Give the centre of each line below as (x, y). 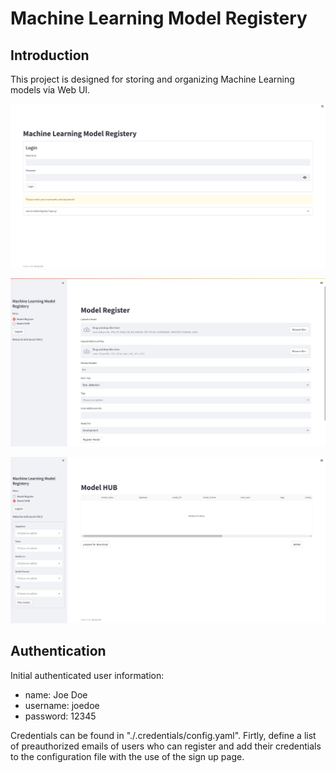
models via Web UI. (50, 90)
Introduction (50, 55)
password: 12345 (60, 716)
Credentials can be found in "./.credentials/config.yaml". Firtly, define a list (163, 735)
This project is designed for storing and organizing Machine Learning (152, 79)
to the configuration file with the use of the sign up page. (127, 756)
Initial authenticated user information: (87, 675)
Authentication (58, 651)
